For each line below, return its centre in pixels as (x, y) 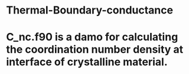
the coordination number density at (95, 50)
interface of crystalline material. (87, 62)
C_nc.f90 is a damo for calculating (92, 37)
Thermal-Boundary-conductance (89, 10)
